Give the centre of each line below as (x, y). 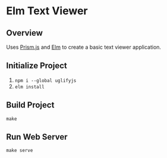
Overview (25, 33)
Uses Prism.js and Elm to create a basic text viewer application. (84, 47)
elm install (29, 87)
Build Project (30, 105)
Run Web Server (37, 137)
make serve (20, 151)
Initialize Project (37, 66)
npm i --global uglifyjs (45, 80)
